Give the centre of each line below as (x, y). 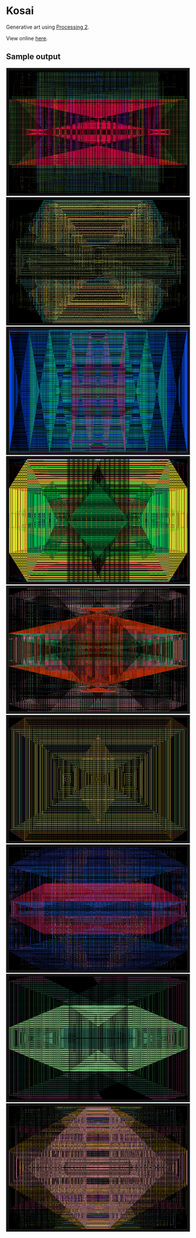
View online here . (27, 38)
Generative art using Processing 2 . (48, 27)
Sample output (34, 57)
